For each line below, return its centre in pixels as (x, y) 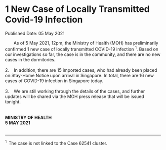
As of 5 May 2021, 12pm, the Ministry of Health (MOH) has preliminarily (86, 43)
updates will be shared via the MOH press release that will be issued (75, 96)
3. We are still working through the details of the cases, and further (75, 91)
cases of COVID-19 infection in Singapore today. (54, 81)
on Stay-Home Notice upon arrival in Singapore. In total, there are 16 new (80, 75)
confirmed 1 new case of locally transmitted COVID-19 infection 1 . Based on (82, 49)
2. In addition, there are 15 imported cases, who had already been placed (81, 70)
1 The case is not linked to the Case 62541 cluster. (56, 143)
